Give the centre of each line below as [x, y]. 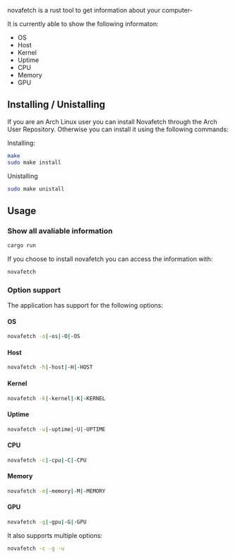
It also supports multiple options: [55, 535]
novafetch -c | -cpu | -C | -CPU [47, 460]
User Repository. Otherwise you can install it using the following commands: [118, 129]
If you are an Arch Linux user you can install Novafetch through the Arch [112, 121]
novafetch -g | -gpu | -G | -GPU [47, 522]
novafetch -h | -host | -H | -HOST [50, 367]
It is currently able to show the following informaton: [83, 24]
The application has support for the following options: [85, 306]
